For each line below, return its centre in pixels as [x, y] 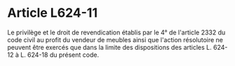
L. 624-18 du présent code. [60, 55]
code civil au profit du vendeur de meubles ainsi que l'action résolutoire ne [115, 39]
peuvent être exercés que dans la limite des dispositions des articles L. [109, 47]
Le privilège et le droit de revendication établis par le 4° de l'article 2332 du [116, 32]
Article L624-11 [53, 13]
